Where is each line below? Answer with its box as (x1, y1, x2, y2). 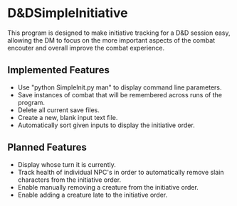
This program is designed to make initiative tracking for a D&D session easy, (7, 28, 231, 37)
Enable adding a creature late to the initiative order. (17, 190, 168, 199)
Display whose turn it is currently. (17, 160, 116, 168)
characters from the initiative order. (17, 175, 122, 184)
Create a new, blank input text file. (17, 113, 118, 121)
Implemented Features (7, 64, 110, 76)
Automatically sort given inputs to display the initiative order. (17, 121, 195, 129)
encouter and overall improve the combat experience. (7, 43, 165, 52)
